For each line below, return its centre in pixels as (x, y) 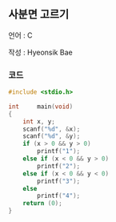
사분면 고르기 (39, 14)
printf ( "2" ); (59, 166)
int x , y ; (39, 121)
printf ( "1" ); (59, 151)
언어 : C (20, 35)
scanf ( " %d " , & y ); (52, 136)
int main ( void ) (41, 107)
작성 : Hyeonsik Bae (41, 52)
